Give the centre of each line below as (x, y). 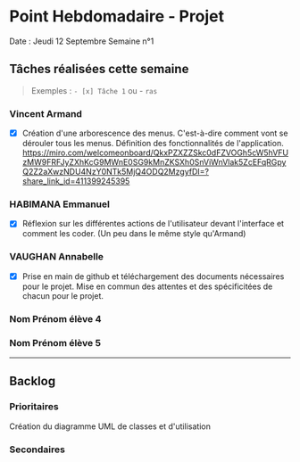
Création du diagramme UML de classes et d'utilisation (110, 426)
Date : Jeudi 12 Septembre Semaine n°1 (82, 41)
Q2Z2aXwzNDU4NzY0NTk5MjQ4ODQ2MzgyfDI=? (116, 172)
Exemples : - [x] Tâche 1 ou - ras (94, 90)
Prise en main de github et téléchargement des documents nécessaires (153, 276)
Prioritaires (34, 407)
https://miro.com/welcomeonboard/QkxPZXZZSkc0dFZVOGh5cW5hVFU (155, 153)
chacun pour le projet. (63, 295)
